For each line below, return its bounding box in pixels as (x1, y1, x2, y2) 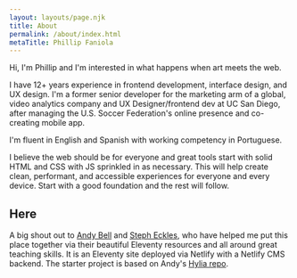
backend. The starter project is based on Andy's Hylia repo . (9, 258, 229, 269)
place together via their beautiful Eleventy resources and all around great (9, 240, 278, 250)
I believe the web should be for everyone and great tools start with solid (9, 152, 273, 163)
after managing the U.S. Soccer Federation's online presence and (9, 108, 250, 119)
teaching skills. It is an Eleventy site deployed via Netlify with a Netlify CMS (9, 249, 285, 259)
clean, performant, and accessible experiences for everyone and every (9, 171, 270, 182)
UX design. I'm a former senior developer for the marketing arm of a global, (9, 89, 286, 100)
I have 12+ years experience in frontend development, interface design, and (9, 79, 288, 90)
